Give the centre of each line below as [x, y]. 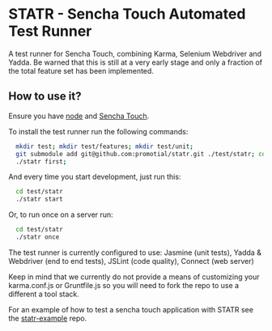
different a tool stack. [44, 294]
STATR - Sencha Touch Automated [127, 14]
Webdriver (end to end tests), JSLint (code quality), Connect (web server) [132, 261]
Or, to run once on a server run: [61, 214]
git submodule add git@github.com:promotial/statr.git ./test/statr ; [135, 154]
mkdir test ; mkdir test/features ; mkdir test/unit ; [105, 146]
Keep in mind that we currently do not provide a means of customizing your [134, 277]
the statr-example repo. [48, 318]
